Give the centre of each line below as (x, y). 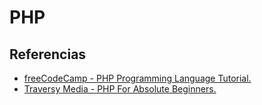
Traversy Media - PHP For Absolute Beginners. (120, 89)
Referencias (48, 54)
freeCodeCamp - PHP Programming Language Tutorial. (137, 78)
